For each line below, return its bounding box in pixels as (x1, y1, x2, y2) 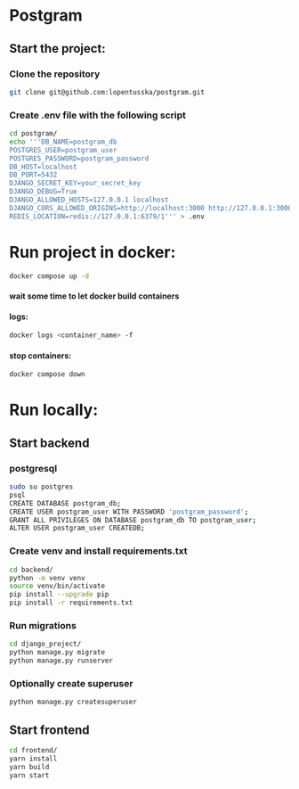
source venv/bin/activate (9, 581, 105, 591)
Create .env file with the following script (9, 109, 187, 121)
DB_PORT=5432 (9, 170, 58, 179)
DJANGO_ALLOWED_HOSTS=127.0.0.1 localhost (9, 195, 169, 205)
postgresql (9, 462, 58, 474)
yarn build (9, 762, 50, 771)
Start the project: (9, 41, 107, 56)
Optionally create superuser (9, 677, 133, 689)
